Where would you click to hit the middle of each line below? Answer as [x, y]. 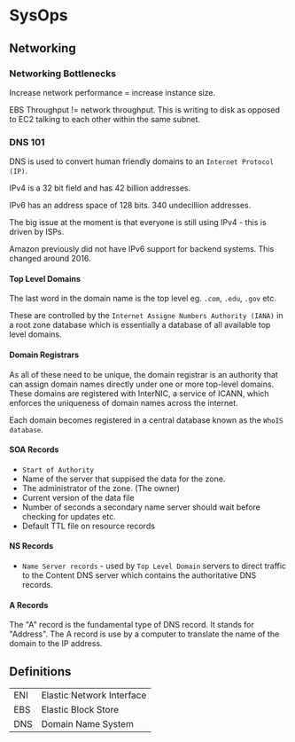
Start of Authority [58, 470]
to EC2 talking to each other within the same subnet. [105, 119]
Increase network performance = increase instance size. [112, 92]
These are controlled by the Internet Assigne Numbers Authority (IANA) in [146, 316]
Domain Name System [88, 724]
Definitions [40, 672]
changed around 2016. [50, 259]
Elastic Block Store [80, 710]
